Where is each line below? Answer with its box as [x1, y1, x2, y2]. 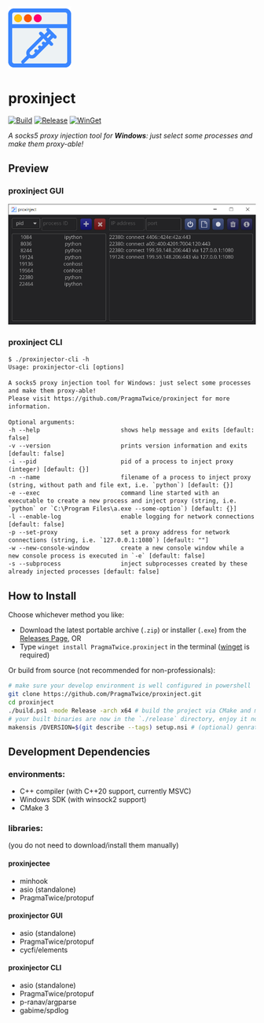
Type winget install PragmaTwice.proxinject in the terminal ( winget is [19, 642, 250, 652]
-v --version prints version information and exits [8, 442, 247, 450]
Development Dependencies [8, 745, 151, 758]
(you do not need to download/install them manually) [8, 841, 179, 850]
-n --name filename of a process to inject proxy [8, 473, 251, 481]
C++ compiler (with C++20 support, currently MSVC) [19, 786, 192, 796]
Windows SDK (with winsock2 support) [19, 795, 147, 804]
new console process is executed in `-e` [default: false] [8, 552, 206, 560]
